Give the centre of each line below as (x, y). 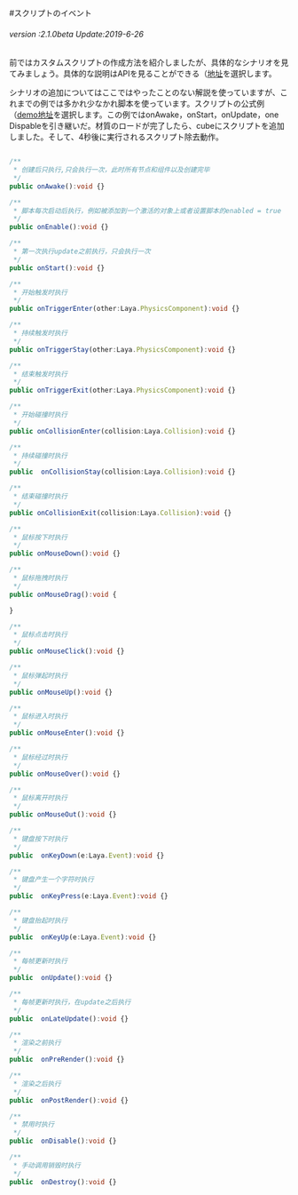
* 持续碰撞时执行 (40, 456)
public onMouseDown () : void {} (65, 554)
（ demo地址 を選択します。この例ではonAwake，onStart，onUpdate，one (144, 115)
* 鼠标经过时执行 (40, 757)
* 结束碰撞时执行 (40, 497)
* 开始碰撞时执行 (40, 415)
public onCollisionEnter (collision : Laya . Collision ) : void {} (123, 431)
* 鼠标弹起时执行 (40, 675)
